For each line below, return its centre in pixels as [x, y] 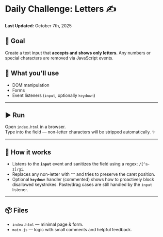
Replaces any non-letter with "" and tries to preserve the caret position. [83, 174]
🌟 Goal [15, 41]
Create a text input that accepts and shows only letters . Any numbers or [78, 53]
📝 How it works [28, 152]
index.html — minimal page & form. [48, 224]
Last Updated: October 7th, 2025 [38, 26]
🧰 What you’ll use [32, 73]
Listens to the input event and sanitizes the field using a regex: [75, 164]
